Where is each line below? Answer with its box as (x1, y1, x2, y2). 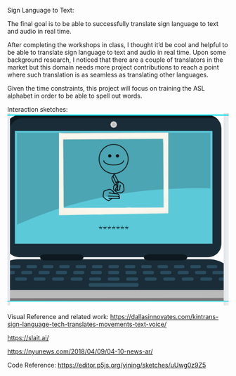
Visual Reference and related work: (7, 313, 109, 321)
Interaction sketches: (7, 105, 68, 113)
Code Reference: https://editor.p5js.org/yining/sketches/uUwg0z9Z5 (7, 361, 206, 370)
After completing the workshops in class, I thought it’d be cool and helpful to (7, 41, 228, 48)
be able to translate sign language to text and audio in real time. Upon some (7, 48, 226, 56)
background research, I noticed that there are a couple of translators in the (7, 56, 223, 64)
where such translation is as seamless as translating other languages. (7, 70, 209, 79)
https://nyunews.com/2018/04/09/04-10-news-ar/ (7, 347, 153, 356)
